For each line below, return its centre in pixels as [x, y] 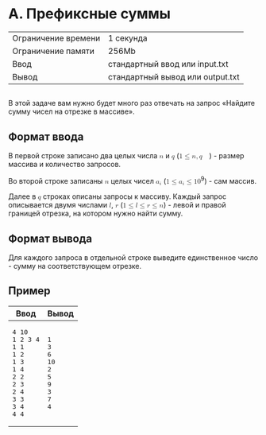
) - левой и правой [195, 205]
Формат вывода [50, 238]
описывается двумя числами [58, 205]
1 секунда [128, 38]
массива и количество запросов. [65, 165]
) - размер [227, 156]
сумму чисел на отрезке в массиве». [71, 111]
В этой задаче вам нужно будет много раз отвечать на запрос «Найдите [132, 103]
